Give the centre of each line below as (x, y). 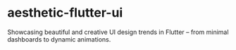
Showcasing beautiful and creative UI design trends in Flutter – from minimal (118, 32)
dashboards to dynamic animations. (59, 39)
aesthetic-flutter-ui (65, 13)
